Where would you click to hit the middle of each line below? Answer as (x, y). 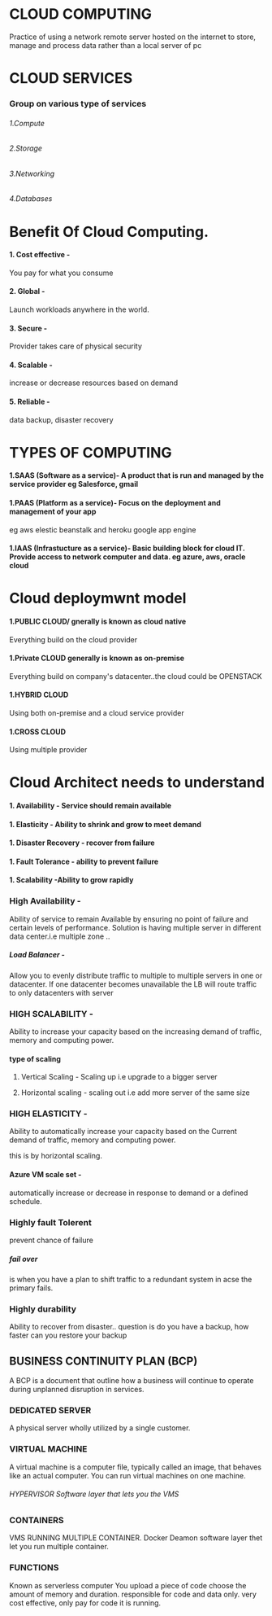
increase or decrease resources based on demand (94, 383)
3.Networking (32, 173)
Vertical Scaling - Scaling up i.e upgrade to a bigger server (119, 1077)
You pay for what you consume (61, 273)
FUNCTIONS (34, 1568)
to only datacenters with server (61, 992)
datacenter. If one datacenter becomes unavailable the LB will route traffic (133, 984)
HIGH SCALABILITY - (52, 1014)
